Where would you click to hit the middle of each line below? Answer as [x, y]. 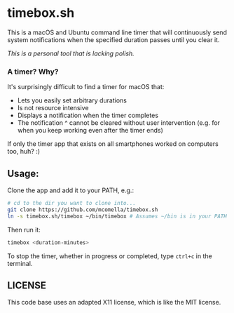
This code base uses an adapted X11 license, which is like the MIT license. [114, 302]
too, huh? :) [24, 152]
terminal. [20, 263]
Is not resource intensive [53, 108]
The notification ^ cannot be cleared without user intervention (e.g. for [119, 123]
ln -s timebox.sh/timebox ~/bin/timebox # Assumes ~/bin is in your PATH [117, 216]
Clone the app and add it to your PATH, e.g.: [71, 190]
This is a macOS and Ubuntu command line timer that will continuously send [117, 32]
